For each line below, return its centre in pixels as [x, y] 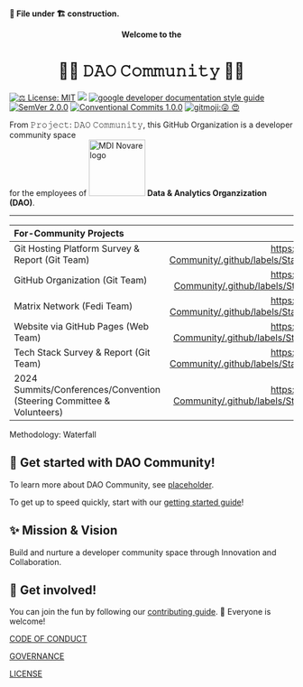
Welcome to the [151, 34]
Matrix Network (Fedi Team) [73, 306]
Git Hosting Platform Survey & [77, 248]
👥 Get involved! [53, 590]
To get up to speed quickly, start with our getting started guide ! [127, 502]
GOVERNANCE [37, 656]
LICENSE [26, 674]
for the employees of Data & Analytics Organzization [138, 192]
